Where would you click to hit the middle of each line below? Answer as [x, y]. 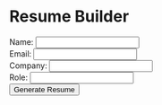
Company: [28, 66]
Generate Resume [44, 89]
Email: [21, 53]
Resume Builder [69, 17]
